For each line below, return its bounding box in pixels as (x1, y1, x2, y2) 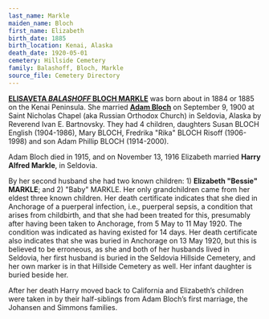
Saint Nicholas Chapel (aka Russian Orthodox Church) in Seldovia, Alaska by (8, 110, 262, 121)
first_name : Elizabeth (8, 27, 84, 35)
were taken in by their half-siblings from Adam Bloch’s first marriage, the (8, 294, 248, 304)
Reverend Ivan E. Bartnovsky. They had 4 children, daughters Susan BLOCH (8, 119, 259, 129)
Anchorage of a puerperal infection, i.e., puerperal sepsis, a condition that (8, 202, 253, 211)
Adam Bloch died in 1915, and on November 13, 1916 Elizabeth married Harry (8, 152, 261, 162)
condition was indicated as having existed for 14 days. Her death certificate (8, 227, 258, 237)
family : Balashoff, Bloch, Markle (8, 64, 124, 72)
